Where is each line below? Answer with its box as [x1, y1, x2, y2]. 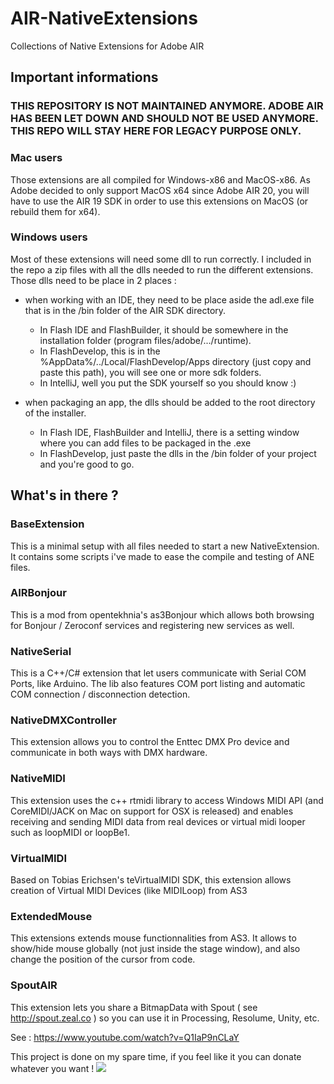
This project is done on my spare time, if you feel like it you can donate [10, 1050, 302, 1062]
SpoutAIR [10, 978, 58, 992]
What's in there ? [10, 487, 119, 504]
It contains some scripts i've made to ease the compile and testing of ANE [10, 550, 315, 562]
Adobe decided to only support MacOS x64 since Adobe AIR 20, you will [10, 184, 310, 196]
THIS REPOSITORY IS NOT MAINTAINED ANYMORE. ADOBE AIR [10, 99, 324, 113]
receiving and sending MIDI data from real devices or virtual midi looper [10, 815, 306, 827]
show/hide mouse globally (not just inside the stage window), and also [10, 943, 301, 955]
